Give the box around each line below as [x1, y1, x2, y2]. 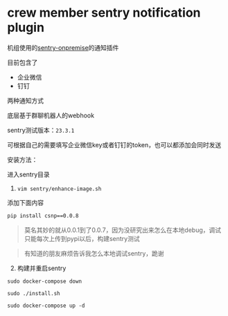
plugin [7, 19, 45, 35]
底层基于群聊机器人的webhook [7, 111, 95, 119]
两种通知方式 [7, 96, 44, 105]
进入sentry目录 [7, 170, 50, 178]
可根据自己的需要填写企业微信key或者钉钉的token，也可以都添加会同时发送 [7, 140, 222, 149]
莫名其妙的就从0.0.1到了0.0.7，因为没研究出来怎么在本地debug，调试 [24, 226, 222, 234]
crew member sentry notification [7, 5, 201, 21]
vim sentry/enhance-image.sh [17, 185, 102, 192]
